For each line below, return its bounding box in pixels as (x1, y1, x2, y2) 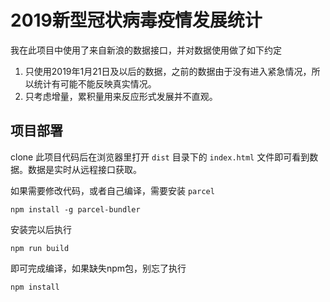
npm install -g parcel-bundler (10, 204, 141, 215)
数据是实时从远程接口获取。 (27, 163, 142, 175)
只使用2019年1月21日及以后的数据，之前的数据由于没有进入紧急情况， (24, 65, 312, 77)
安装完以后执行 (10, 223, 72, 235)
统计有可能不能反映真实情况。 (33, 77, 157, 90)
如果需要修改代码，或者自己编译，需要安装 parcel (10, 184, 215, 196)
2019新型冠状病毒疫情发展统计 (10, 9, 263, 32)
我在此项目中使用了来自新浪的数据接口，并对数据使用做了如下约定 (10, 44, 282, 56)
